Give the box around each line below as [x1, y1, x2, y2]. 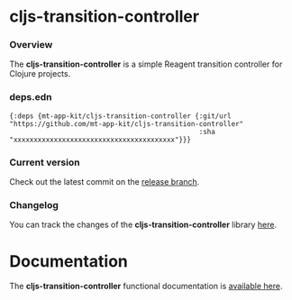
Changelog [9, 199, 59, 211]
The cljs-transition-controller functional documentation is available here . [9, 281, 283, 292]
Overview [9, 39, 53, 51]
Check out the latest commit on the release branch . [9, 177, 200, 187]
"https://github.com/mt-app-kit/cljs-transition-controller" [9, 119, 244, 128]
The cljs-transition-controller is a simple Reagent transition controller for [9, 59, 283, 69]
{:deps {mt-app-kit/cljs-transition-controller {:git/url [9, 111, 232, 121]
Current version [9, 156, 80, 168]
